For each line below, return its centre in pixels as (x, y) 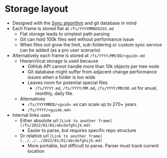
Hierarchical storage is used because (59, 61)
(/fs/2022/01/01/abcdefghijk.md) (55, 125)
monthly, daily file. (54, 93)
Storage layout (37, 9)
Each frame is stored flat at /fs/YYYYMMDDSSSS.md (63, 28)
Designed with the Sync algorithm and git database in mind (74, 23)
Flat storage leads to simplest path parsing (65, 34)
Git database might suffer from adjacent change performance (92, 71)
